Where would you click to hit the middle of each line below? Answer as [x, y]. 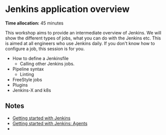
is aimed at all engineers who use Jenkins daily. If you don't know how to [80, 43]
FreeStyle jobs [27, 79]
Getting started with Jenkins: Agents [50, 123]
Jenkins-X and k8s [32, 90]
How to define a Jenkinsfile [40, 58]
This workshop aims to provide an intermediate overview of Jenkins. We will [83, 32]
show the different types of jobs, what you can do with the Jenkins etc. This [83, 38]
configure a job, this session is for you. [45, 48]
